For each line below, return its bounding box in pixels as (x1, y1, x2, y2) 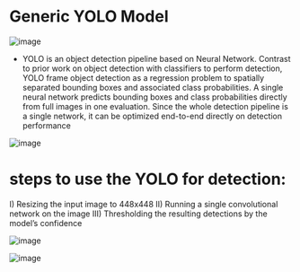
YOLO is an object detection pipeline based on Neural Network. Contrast (22, 53, 291, 64)
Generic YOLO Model (9, 6, 169, 27)
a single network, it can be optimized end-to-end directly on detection (22, 110, 283, 121)
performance (22, 119, 72, 131)
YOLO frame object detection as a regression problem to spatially (22, 72, 265, 83)
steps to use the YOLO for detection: (9, 169, 287, 189)
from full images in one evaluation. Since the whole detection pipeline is (22, 101, 289, 111)
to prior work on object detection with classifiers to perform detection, (22, 63, 283, 74)
